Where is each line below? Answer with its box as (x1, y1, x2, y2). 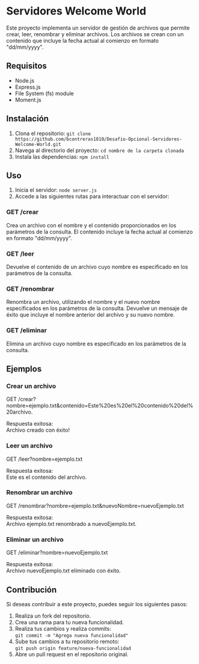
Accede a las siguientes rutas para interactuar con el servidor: (14, 193, 170, 200)
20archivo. (6, 408, 33, 416)
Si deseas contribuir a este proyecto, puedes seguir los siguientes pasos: (6, 600, 188, 607)
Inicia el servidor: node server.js (14, 186, 97, 194)
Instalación (6, 113, 49, 124)
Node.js (14, 77, 35, 84)
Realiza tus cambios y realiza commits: (14, 625, 111, 632)
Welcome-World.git (14, 141, 61, 147)
